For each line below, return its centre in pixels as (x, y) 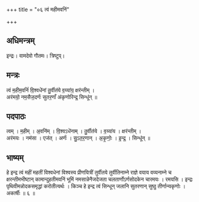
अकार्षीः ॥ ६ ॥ (21, 193)
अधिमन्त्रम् (21, 41)
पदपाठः (16, 117)
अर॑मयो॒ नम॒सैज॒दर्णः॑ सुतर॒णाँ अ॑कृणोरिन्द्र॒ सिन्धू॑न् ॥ (52, 97)
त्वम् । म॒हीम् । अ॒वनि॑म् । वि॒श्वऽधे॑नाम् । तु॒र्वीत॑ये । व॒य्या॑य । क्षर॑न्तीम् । (74, 131)
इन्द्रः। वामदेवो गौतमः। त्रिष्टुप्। (36, 56)
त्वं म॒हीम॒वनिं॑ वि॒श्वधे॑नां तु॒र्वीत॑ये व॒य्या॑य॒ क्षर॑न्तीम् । (51, 90)
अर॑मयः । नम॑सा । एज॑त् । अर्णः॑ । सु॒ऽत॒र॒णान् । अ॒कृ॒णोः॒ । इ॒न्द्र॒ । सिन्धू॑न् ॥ (78, 138)
